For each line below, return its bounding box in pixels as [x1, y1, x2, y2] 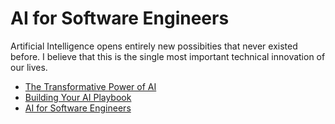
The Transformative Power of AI [24, 80, 157, 92]
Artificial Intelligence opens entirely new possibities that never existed [10, 40, 298, 52]
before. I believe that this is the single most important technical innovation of [10, 50, 326, 62]
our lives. [10, 61, 48, 73]
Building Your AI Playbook [24, 91, 132, 103]
